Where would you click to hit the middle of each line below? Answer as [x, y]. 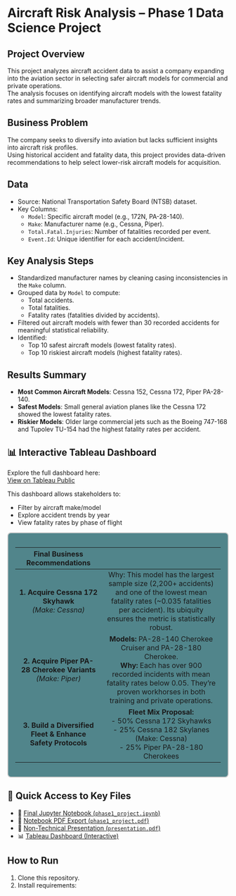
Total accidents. [51, 300]
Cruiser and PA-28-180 [161, 648]
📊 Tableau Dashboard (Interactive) [68, 835]
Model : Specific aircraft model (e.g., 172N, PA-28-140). [106, 216]
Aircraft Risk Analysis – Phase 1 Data [116, 13]
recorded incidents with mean [161, 674]
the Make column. [42, 285]
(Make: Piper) [59, 679]
